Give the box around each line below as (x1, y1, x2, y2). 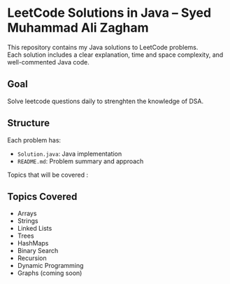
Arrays (17, 209, 37, 218)
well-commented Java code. (7, 58, 89, 66)
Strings (17, 217, 38, 225)
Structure (7, 117, 50, 129)
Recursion (17, 254, 47, 262)
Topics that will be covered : (7, 170, 89, 179)
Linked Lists (17, 224, 52, 233)
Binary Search (17, 247, 59, 255)
